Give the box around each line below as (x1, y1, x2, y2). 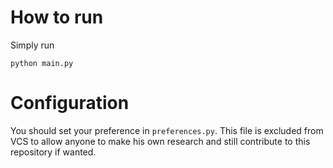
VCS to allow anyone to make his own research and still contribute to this (10, 135, 311, 147)
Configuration (10, 92, 130, 115)
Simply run (10, 39, 55, 51)
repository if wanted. (10, 146, 97, 158)
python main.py (10, 58, 74, 68)
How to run (10, 6, 104, 29)
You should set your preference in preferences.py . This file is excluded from (10, 124, 324, 136)
